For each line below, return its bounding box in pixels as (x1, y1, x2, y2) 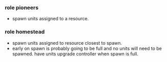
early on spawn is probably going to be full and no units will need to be (12, 45, 162, 51)
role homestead (5, 28, 45, 36)
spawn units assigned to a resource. (12, 16, 89, 22)
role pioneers (5, 4, 39, 11)
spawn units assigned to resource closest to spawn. (12, 40, 122, 46)
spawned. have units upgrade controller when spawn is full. (12, 50, 139, 57)
